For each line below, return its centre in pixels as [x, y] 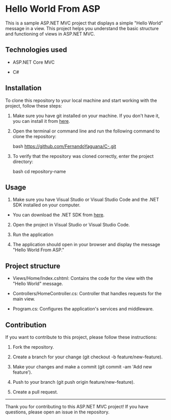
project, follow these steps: [34, 106]
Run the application [33, 234]
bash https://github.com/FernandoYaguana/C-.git [64, 146]
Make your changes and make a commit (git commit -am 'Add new [82, 367]
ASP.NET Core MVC [34, 62]
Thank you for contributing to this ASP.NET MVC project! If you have [77, 406]
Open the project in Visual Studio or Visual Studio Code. [71, 225]
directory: [23, 162]
